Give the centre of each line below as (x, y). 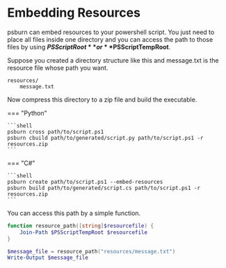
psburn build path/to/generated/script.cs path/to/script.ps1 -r (104, 188)
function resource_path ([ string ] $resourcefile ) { (81, 226)
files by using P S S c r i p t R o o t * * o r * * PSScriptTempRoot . (89, 47)
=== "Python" (27, 113)
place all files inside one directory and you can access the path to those (110, 39)
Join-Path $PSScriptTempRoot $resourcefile (84, 232)
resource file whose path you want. (58, 68)
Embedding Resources (74, 13)
